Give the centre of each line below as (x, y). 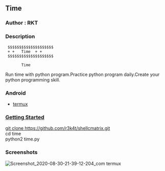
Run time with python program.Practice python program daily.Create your (82, 74)
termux (20, 104)
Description (20, 37)
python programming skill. (33, 80)
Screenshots (21, 152)
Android (16, 93)
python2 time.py (22, 139)
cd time (13, 134)
